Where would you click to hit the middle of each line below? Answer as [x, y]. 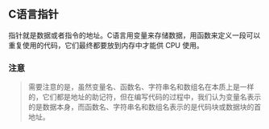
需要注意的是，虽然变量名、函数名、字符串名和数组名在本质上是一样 [141, 87]
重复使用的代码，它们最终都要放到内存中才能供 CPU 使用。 [106, 45]
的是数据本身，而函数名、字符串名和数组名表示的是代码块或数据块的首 [145, 107]
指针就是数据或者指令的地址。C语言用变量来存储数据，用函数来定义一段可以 [134, 35]
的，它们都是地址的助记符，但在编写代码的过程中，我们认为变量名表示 [145, 97]
